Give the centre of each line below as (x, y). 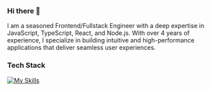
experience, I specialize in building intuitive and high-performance (101, 40)
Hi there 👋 (24, 11)
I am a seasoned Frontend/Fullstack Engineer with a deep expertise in (106, 26)
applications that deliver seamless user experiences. (81, 48)
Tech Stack (26, 66)
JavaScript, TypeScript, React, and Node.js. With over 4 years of (99, 33)
